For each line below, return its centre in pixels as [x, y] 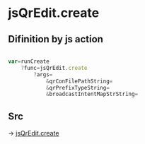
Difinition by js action [56, 39]
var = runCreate [29, 61]
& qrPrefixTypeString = [78, 88]
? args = [43, 74]
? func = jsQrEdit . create [54, 68]
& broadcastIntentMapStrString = [92, 94]
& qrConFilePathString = [79, 81]
